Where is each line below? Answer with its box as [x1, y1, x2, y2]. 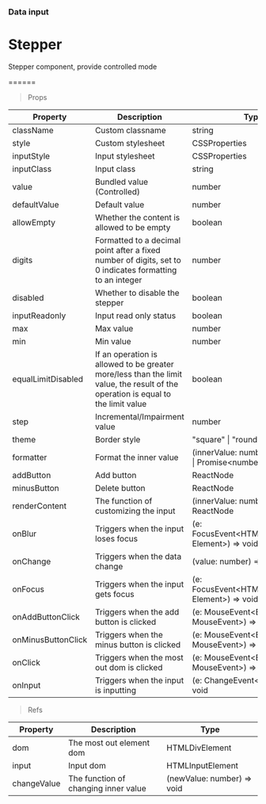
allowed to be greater [94, 358, 174, 369]
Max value [94, 323, 134, 334]
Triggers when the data [94, 550, 182, 561]
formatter [12, 451, 47, 462]
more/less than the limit [94, 368, 182, 379]
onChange [12, 556, 51, 567]
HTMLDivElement [165, 742, 232, 753]
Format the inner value [94, 451, 179, 462]
